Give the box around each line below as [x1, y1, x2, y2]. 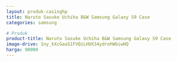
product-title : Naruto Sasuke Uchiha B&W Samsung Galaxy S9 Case [6, 36, 171, 42]
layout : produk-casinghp [6, 8, 68, 15]
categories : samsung [6, 19, 58, 25]
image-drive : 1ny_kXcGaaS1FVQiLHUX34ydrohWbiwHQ [6, 41, 129, 47]
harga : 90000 [6, 47, 39, 53]
